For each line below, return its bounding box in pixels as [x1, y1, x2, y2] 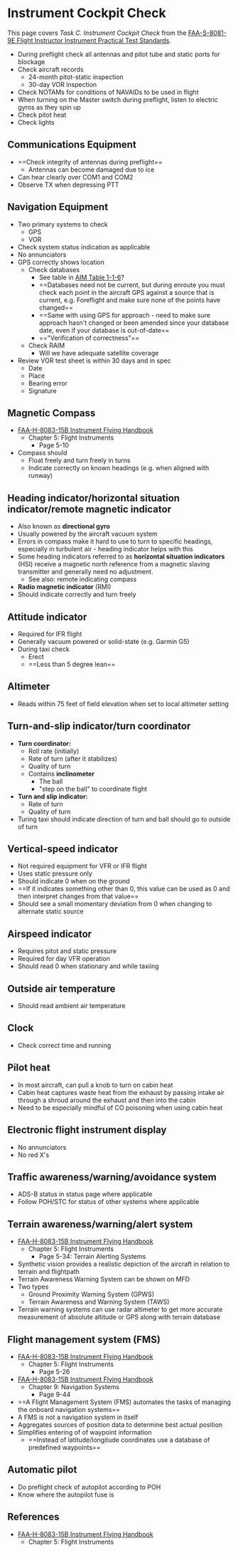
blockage [17, 57, 45, 66]
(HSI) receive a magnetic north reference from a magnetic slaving [17, 560, 210, 568]
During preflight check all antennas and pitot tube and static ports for [17, 50, 220, 58]
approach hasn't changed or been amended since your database [38, 318, 229, 327]
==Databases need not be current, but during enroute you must [38, 280, 225, 289]
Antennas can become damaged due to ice [28, 165, 155, 174]
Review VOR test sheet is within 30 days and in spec [17, 356, 172, 365]
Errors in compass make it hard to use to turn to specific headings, [17, 537, 213, 546]
